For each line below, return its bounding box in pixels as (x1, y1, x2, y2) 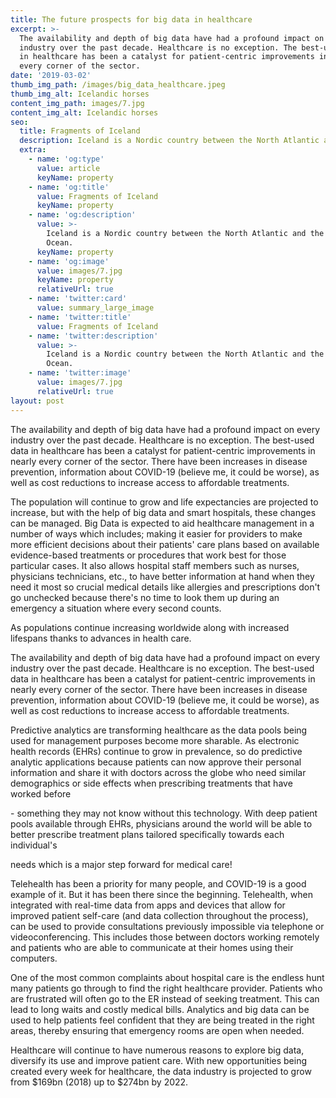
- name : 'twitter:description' (28, 331, 159, 341)
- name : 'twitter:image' (28, 368, 132, 378)
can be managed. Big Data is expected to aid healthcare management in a (10, 517, 315, 529)
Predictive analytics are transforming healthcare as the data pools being (10, 724, 308, 736)
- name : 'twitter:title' (28, 312, 132, 322)
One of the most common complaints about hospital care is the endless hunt (10, 971, 325, 983)
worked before (10, 787, 72, 800)
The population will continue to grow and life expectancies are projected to (10, 496, 319, 508)
